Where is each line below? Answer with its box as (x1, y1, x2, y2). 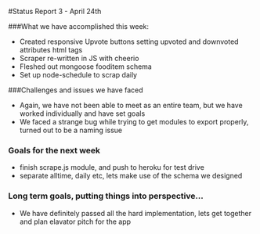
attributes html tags (19, 45, 83, 54)
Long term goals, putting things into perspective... (8, 191, 204, 202)
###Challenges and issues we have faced (8, 85, 143, 95)
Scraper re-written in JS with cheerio (19, 54, 139, 63)
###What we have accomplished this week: (8, 22, 150, 31)
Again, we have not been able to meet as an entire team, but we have (19, 101, 243, 110)
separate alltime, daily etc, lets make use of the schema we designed (19, 171, 243, 181)
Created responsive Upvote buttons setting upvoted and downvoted (19, 37, 239, 46)
